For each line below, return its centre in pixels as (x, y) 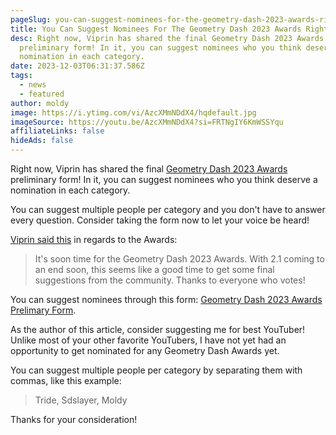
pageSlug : (31, 19)
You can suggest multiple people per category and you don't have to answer (168, 209)
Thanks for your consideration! (74, 419)
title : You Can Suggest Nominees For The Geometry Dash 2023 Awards (156, 29)
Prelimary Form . (43, 310)
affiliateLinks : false (57, 131)
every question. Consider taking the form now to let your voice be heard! (160, 220)
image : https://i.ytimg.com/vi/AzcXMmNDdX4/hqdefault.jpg (133, 112)
